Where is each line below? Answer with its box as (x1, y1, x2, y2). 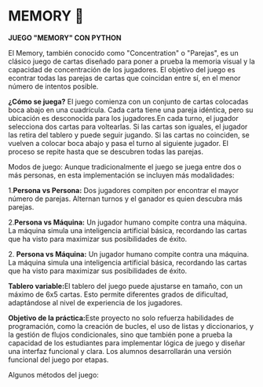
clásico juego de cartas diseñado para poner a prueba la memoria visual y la (8, 57, 255, 66)
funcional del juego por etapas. (8, 355, 109, 364)
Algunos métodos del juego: (8, 370, 100, 379)
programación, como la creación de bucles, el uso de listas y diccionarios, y (8, 321, 254, 330)
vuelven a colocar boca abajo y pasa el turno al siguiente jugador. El (8, 138, 229, 148)
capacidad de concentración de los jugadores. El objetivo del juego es (8, 64, 236, 74)
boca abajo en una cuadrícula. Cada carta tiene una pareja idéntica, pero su (8, 105, 254, 115)
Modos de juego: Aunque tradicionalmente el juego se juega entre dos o (8, 162, 242, 171)
